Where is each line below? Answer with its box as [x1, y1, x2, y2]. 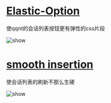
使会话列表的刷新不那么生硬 [6, 78, 75, 85]
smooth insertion [6, 58, 94, 71]
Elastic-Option [6, 4, 80, 18]
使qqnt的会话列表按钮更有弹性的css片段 [6, 25, 105, 32]
